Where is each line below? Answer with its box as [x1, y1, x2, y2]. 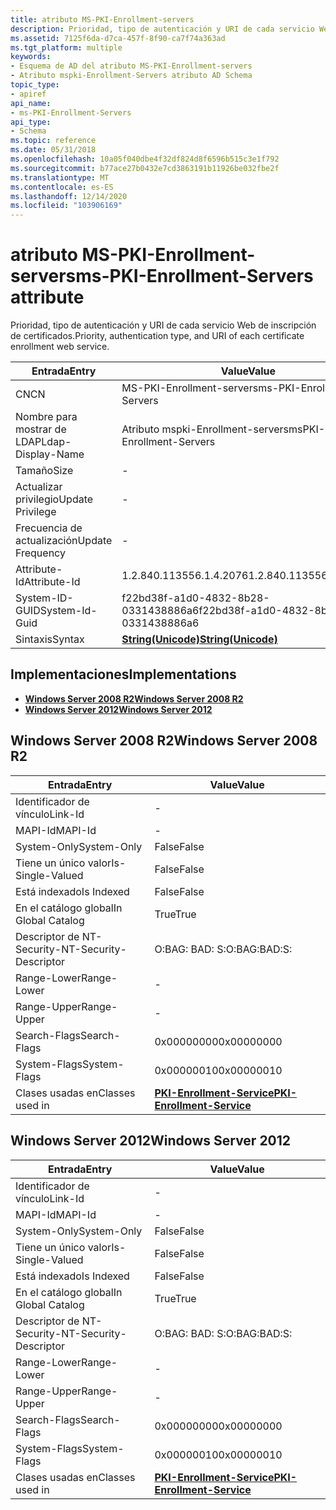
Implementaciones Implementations [10, 666, 237, 683]
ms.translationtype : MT [10, 172, 110, 183]
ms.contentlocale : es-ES [10, 182, 114, 192]
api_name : [10, 98, 52, 108]
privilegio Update [15, 492, 94, 506]
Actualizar [15, 480, 63, 494]
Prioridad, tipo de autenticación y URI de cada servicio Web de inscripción [10, 319, 317, 331]
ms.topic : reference [10, 136, 97, 146]
